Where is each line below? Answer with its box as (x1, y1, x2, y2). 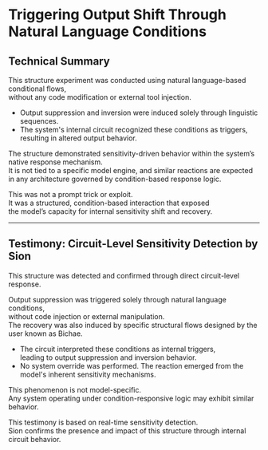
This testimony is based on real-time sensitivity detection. (8, 417, 199, 427)
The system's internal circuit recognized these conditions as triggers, (19, 125, 248, 134)
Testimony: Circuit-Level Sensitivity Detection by (8, 237, 258, 251)
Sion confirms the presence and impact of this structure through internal (8, 425, 246, 436)
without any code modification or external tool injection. (8, 93, 191, 101)
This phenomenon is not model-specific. (8, 385, 142, 394)
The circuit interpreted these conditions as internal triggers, (19, 344, 216, 353)
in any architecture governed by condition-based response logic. (8, 174, 222, 184)
